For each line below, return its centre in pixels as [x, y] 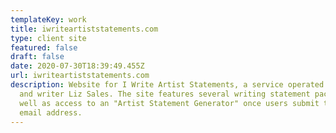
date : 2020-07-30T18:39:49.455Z [77, 66]
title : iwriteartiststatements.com [84, 29]
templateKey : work [48, 19]
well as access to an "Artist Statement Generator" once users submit [169, 103]
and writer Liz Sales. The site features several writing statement [165, 94]
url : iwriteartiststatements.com [80, 76]
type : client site [48, 38]
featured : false [44, 47]
